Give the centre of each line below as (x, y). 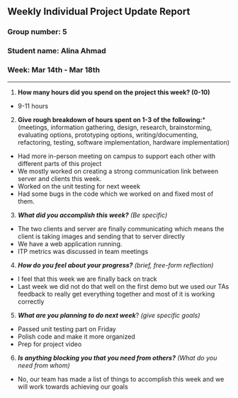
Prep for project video (50, 344)
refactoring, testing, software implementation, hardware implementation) (124, 142)
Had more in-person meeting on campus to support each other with (117, 156)
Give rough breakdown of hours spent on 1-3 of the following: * (111, 119)
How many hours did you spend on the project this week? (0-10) (114, 92)
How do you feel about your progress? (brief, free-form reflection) (115, 265)
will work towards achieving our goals (73, 387)
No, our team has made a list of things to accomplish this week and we (121, 379)
